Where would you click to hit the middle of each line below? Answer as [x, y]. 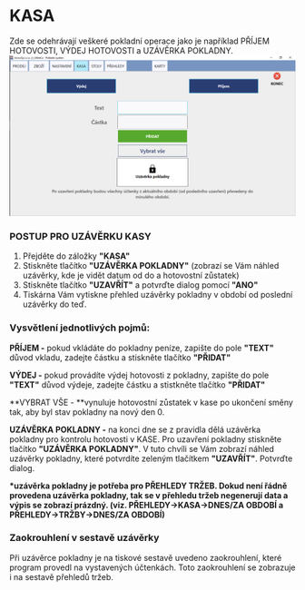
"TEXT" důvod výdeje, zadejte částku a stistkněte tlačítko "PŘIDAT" [138, 384]
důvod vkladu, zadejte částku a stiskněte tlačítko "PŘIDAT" [120, 357]
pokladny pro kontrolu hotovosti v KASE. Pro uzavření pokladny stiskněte [146, 439]
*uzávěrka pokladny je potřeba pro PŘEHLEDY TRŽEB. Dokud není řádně [148, 486]
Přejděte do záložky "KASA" [76, 256]
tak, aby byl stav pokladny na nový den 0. [87, 412]
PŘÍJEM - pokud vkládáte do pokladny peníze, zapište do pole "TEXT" [142, 348]
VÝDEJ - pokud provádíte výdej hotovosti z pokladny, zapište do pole [139, 375]
